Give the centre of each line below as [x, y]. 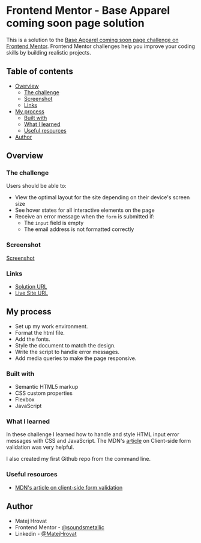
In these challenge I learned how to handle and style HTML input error [93, 434]
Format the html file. [40, 332]
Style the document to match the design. [65, 345]
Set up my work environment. [51, 326]
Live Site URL [31, 293]
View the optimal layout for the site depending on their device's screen [102, 197]
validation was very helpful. [40, 447]
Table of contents [40, 72]
